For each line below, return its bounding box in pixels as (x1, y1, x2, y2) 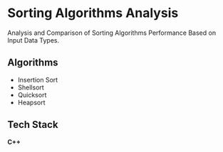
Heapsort (17, 98, 46, 107)
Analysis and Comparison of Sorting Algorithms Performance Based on (7, 28, 216, 37)
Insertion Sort (17, 75, 58, 84)
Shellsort (17, 83, 44, 92)
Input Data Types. (7, 36, 59, 44)
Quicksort (17, 90, 47, 99)
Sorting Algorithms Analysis (7, 5, 179, 21)
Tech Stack (7, 119, 58, 131)
